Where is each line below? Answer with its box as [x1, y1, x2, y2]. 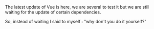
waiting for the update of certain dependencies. [5, 9, 101, 15]
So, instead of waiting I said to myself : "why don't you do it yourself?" [5, 19, 147, 24]
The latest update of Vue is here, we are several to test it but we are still [5, 4, 150, 10]
